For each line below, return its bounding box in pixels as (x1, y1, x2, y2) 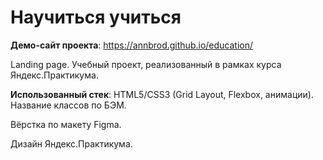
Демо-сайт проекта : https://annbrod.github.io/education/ (10, 39, 254, 51)
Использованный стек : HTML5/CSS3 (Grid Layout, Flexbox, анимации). (10, 88, 314, 100)
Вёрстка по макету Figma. (10, 118, 122, 130)
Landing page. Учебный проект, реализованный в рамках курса (10, 58, 282, 70)
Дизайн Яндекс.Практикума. (10, 137, 133, 150)
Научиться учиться (10, 6, 182, 29)
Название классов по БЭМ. (10, 99, 127, 111)
